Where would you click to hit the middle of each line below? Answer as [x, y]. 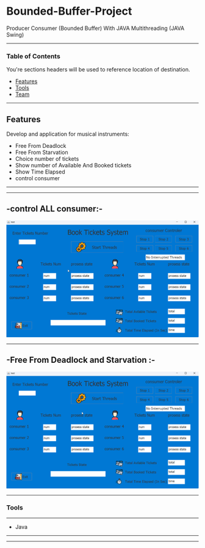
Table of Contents [34, 56]
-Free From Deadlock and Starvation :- [81, 360]
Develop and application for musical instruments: [68, 134]
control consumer [37, 178]
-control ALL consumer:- [55, 209]
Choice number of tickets [47, 159]
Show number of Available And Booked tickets [73, 166]
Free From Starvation [41, 152]
